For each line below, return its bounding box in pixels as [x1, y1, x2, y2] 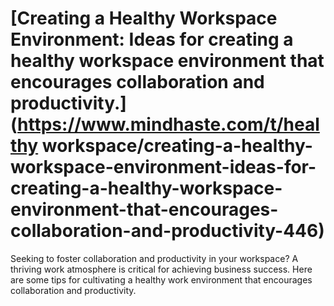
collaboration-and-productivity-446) [10, 220, 325, 242]
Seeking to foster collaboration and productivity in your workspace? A [10, 252, 299, 264]
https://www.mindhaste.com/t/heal [17, 113, 320, 136]
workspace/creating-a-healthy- [41, 135, 313, 157]
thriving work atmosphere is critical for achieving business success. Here [10, 263, 313, 275]
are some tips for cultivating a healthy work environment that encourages [10, 273, 313, 286]
